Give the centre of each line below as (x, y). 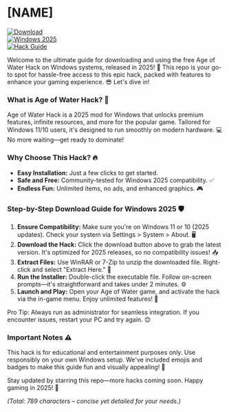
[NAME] (30, 13)
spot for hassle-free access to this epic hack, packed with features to (112, 75)
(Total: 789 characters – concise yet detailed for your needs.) (94, 401)
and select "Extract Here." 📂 (72, 269)
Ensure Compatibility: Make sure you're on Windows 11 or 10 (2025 (113, 226)
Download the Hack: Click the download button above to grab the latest (119, 244)
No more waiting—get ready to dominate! (66, 140)
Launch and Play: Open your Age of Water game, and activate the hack (118, 291)
